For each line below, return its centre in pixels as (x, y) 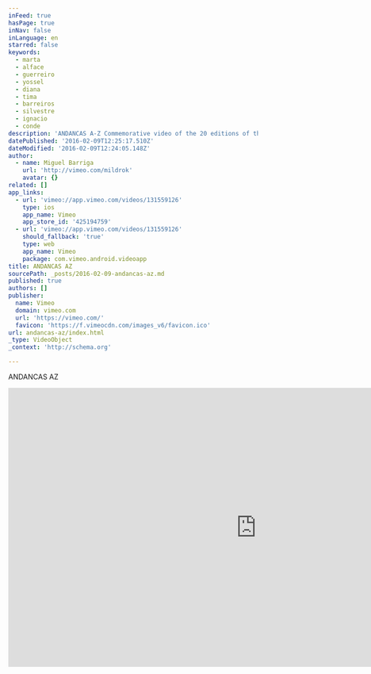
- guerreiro (35, 75)
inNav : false (30, 30)
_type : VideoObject (40, 340)
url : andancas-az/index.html (56, 333)
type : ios (39, 207)
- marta (28, 60)
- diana (28, 89)
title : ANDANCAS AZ (40, 266)
